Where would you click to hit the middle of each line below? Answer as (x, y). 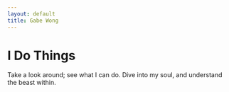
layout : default (31, 14)
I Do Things (42, 56)
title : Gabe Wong (33, 21)
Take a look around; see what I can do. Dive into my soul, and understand (115, 75)
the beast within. (32, 83)
